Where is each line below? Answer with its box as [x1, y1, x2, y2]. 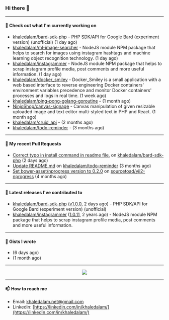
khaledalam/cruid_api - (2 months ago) [12, 119, 93, 125]
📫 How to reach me [5, 285, 47, 291]
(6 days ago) [12, 250, 39, 256]
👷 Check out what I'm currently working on [5, 22, 97, 28]
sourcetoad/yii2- [110, 168, 145, 174]
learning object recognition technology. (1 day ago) [12, 55, 118, 61]
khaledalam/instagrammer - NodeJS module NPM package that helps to [12, 60, 162, 66]
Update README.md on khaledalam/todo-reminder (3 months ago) [12, 163, 151, 169]
